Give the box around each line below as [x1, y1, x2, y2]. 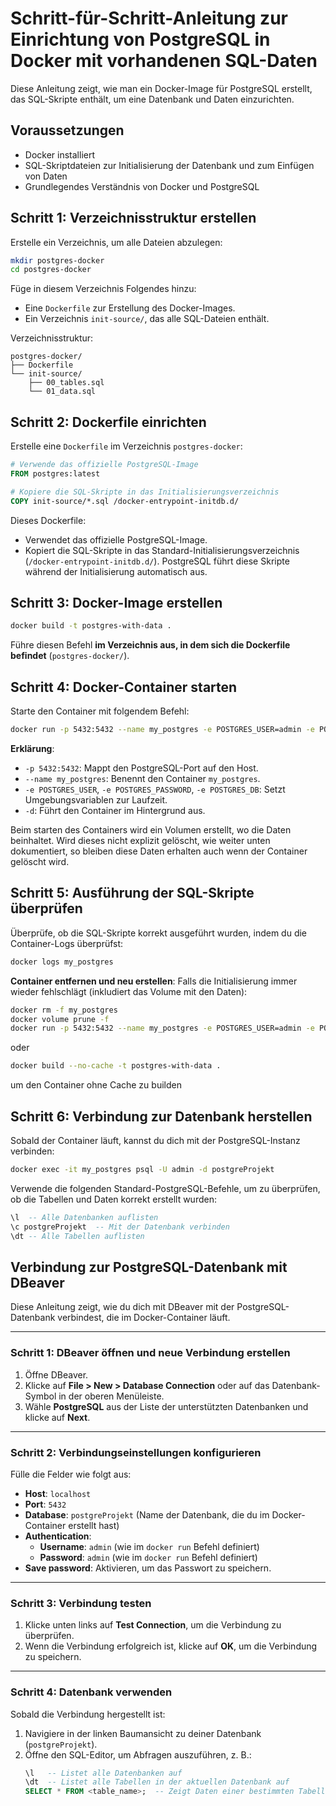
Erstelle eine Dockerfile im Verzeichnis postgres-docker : [10, 440, 243, 452]
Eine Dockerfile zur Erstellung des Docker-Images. [24, 302, 236, 314]
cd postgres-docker [10, 265, 92, 275]
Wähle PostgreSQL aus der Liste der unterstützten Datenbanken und [24, 1400, 309, 1412]
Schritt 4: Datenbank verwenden [10, 1685, 173, 1699]
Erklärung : [10, 743, 55, 754]
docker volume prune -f [10, 1014, 110, 1024]
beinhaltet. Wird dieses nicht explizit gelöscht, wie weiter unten [10, 835, 271, 846]
